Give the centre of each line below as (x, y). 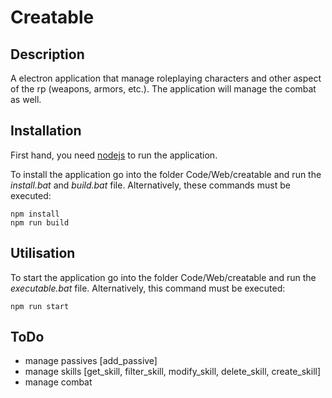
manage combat (58, 382)
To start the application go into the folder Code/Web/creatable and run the (163, 277)
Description (47, 54)
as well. (26, 99)
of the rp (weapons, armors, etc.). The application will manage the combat (163, 89)
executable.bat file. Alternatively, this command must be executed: (148, 288)
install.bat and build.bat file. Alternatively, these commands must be (150, 185)
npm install (35, 214)
